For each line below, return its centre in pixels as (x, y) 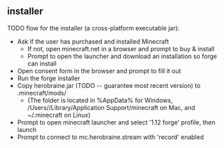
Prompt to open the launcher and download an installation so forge (122, 56)
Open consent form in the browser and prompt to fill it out (99, 71)
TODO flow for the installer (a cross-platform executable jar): (93, 28)
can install (42, 63)
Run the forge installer (49, 78)
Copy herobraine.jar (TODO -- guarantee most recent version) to (109, 85)
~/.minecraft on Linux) (59, 115)
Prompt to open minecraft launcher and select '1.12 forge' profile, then (116, 122)
